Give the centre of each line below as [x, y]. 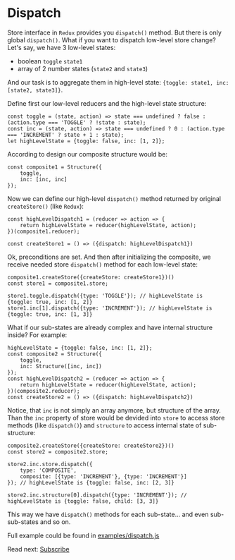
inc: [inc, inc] [44, 179]
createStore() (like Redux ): [46, 206]
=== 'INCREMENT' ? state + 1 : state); [66, 135]
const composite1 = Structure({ [55, 167]
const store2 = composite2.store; [58, 452]
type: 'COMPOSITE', [49, 470]
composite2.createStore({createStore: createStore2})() [91, 446]
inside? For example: [37, 335]
